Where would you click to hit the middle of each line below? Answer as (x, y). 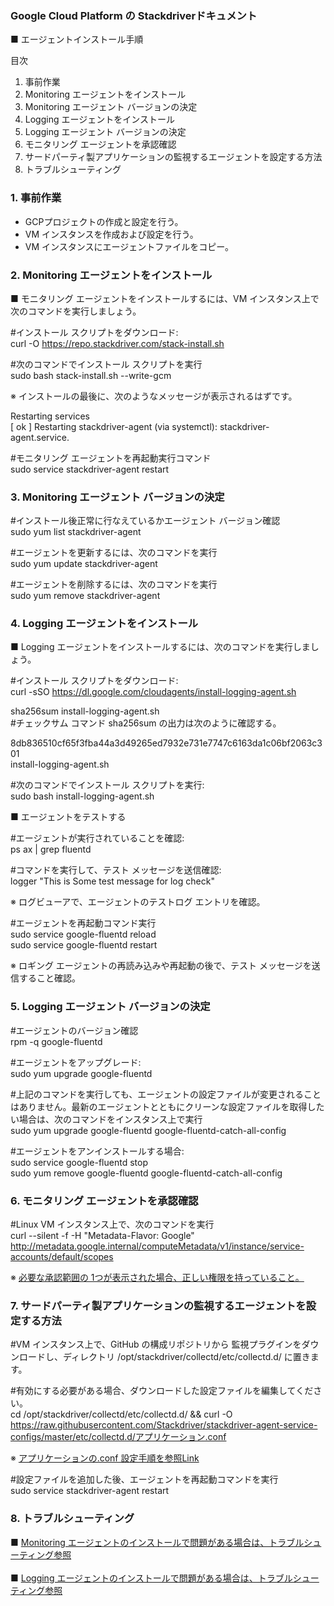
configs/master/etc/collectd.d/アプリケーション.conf (118, 1437)
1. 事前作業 (36, 198)
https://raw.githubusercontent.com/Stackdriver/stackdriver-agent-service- (164, 1425)
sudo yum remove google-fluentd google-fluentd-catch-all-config (146, 1173)
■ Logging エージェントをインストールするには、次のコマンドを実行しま (160, 647)
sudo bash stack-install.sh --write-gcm (91, 375)
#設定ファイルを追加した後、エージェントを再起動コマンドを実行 (144, 1479)
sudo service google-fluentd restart (84, 945)
